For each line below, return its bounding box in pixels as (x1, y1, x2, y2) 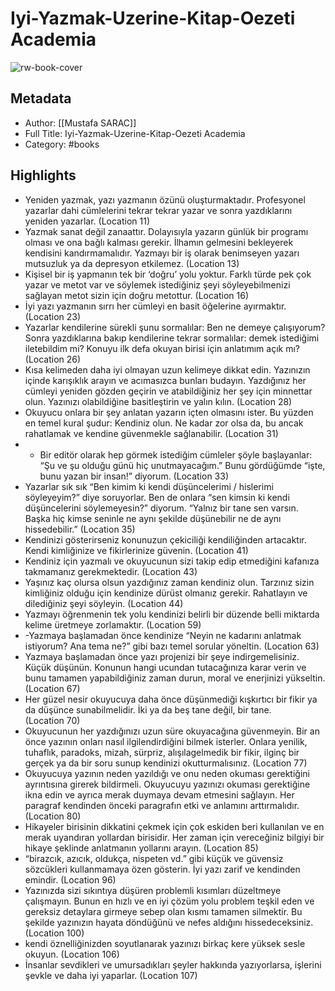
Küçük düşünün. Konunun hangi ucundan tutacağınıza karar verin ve (24, 661, 307, 673)
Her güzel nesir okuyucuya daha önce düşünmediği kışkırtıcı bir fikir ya (24, 693, 318, 705)
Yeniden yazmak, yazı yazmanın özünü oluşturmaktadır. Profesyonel (24, 193, 306, 206)
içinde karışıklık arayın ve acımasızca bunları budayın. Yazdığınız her (24, 374, 307, 386)
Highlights (10, 167, 77, 184)
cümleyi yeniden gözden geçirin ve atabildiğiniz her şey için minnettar (24, 385, 313, 397)
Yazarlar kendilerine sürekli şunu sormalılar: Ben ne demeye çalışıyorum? (24, 321, 326, 333)
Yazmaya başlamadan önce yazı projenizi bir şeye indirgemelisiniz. (24, 650, 300, 662)
